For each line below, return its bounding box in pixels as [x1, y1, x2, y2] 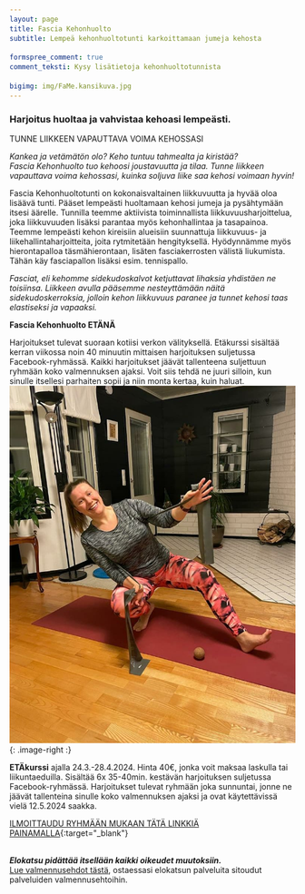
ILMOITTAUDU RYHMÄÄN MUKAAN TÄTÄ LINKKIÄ [9, 818, 200, 830]
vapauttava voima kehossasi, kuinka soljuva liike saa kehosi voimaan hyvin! [9, 171, 295, 182]
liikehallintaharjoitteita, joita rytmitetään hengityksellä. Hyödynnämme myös [9, 236, 292, 247]
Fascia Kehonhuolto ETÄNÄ [9, 319, 116, 330]
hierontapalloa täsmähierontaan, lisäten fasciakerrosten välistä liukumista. [9, 246, 286, 257]
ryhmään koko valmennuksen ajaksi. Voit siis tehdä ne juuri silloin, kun [9, 366, 272, 377]
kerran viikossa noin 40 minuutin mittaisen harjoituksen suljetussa [9, 347, 256, 358]
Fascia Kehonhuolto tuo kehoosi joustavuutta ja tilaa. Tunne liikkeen [9, 161, 265, 172]
